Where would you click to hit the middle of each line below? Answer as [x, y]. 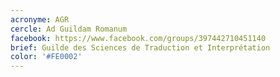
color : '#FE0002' [46, 57]
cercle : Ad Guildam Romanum [69, 29]
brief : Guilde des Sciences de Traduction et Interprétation [140, 47]
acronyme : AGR [40, 19]
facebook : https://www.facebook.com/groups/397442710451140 [138, 38]
